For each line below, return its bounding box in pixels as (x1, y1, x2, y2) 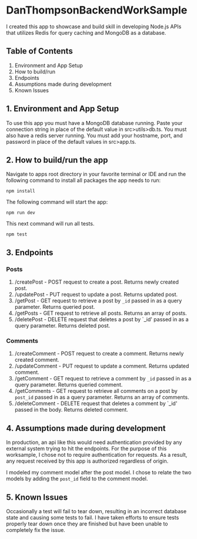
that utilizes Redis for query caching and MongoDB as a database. (6, 29, 166, 36)
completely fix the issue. (6, 526, 66, 533)
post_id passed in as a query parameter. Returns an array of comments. (14, 394, 189, 401)
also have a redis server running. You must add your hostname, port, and (6, 132, 183, 139)
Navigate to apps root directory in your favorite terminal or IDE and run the (6, 171, 186, 178)
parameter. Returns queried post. (14, 304, 95, 311)
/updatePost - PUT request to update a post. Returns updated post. (14, 291, 178, 298)
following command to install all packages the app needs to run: (6, 177, 161, 184)
